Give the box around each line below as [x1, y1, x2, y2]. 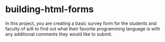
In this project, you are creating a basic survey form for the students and [5, 20, 157, 26]
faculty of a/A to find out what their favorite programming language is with [5, 25, 160, 31]
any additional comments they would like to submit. [5, 31, 113, 37]
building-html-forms [5, 4, 94, 15]
